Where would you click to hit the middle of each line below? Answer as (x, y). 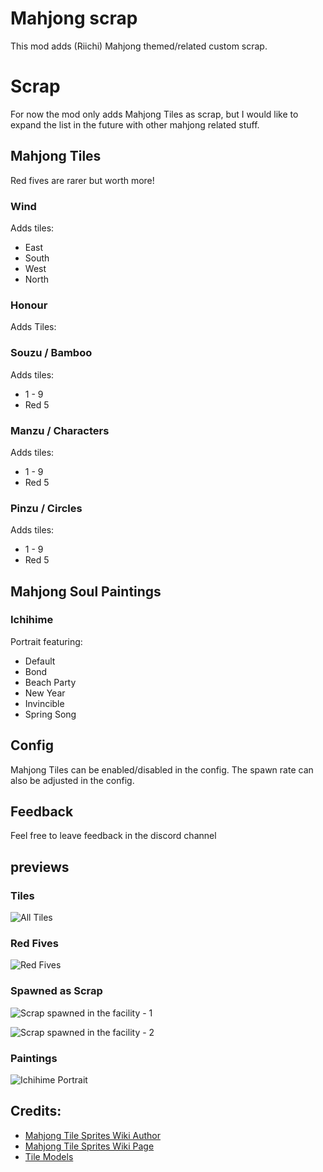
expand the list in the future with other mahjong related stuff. (135, 124)
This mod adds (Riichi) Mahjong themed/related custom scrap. (139, 46)
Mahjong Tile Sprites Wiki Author (93, 1135)
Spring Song (50, 714)
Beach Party (50, 682)
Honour (29, 305)
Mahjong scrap (74, 18)
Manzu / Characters (60, 430)
